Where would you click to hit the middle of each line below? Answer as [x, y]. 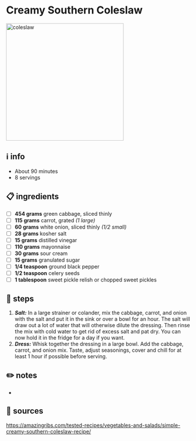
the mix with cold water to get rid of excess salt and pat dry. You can [97, 331]
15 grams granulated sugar [47, 260]
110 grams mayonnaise [42, 246]
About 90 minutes [36, 171]
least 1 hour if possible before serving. [61, 357]
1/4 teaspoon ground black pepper [57, 267]
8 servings [27, 177]
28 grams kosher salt [40, 233]
